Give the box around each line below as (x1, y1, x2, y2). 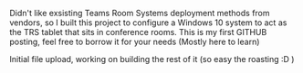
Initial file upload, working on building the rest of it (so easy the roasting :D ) (9, 54, 295, 64)
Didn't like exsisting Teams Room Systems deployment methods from (9, 8, 271, 18)
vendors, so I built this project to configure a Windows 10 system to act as (9, 17, 287, 28)
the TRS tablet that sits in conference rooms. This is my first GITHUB (9, 27, 267, 37)
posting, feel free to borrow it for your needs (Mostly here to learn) (9, 36, 260, 47)
